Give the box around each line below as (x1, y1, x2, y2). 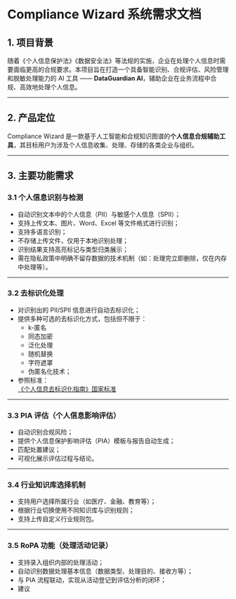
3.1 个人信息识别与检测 (7, 192, 84, 202)
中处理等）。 (17, 263, 52, 271)
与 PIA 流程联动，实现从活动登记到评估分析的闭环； (17, 575, 167, 584)
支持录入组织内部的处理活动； (17, 558, 104, 566)
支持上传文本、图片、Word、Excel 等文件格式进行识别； (17, 218, 181, 227)
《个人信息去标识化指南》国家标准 (17, 384, 117, 393)
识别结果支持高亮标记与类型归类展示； (17, 245, 129, 254)
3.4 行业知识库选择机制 (7, 480, 86, 490)
